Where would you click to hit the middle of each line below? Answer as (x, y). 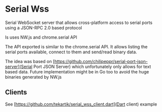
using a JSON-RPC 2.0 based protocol (44, 27)
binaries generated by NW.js (33, 77)
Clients (16, 92)
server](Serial (19, 67)
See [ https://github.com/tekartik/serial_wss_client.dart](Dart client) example (81, 104)
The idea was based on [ (30, 61)
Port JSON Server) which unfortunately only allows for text (92, 67)
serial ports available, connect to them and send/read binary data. (71, 52)
